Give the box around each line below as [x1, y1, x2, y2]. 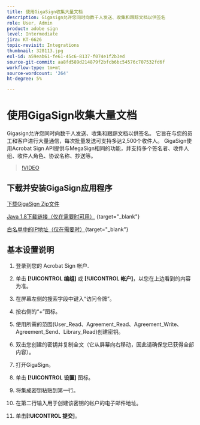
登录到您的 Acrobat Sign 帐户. [15, 262, 89, 269]
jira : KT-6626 [7, 37, 43, 43]
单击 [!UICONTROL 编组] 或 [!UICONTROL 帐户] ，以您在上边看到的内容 [15, 274, 191, 282]
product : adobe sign [7, 25, 59, 32]
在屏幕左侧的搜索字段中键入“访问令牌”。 [15, 295, 116, 302]
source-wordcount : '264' [7, 70, 69, 76]
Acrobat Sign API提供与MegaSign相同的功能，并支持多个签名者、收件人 [11, 145, 189, 152]
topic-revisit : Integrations [7, 43, 80, 49]
